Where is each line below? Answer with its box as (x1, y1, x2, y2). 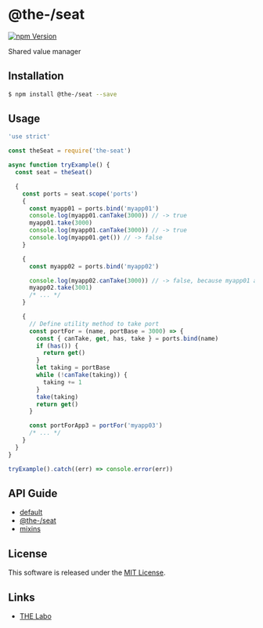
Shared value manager (8, 46, 81, 56)
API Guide (8, 487, 58, 500)
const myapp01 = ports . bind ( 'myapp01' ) (28, 204, 159, 213)
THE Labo (19, 612, 52, 621)
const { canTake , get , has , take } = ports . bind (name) (36, 334, 219, 342)
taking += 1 (42, 378, 82, 386)
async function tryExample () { (8, 161, 110, 170)
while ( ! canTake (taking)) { (36, 371, 128, 379)
